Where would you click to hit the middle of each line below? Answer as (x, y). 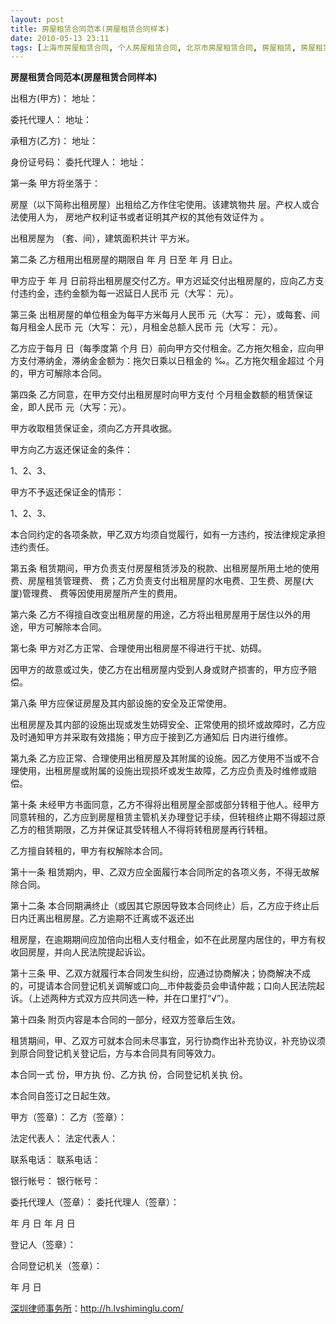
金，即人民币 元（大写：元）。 (71, 407)
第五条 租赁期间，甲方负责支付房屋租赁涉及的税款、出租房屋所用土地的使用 (165, 568)
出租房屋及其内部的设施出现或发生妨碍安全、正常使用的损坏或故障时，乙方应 (168, 725)
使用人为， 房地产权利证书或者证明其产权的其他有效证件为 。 (144, 217)
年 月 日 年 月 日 (43, 1223)
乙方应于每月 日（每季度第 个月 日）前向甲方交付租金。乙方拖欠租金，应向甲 (167, 348)
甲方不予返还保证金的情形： (67, 492)
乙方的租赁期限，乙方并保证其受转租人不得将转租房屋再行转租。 (141, 830)
